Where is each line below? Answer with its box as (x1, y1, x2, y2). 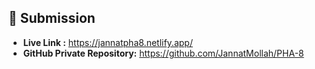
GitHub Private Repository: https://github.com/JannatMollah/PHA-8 (22, 47, 305, 59)
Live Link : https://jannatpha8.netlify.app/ (22, 36, 193, 48)
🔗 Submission (8, 10, 96, 27)
